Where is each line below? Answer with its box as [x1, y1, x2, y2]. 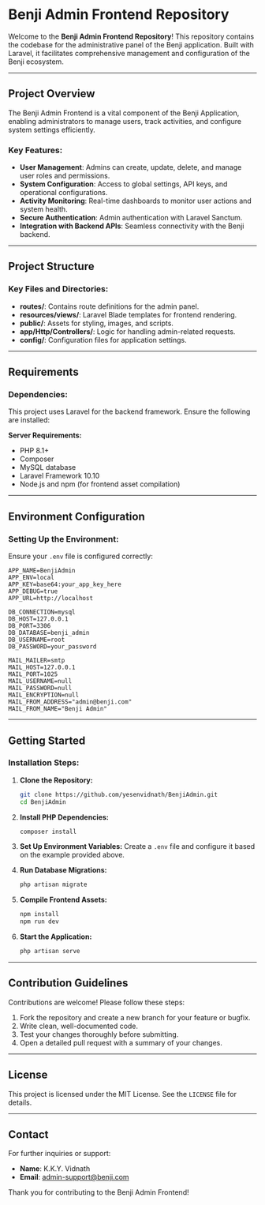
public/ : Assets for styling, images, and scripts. [19, 318, 174, 328]
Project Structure [8, 260, 95, 273]
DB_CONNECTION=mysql [8, 608, 77, 617]
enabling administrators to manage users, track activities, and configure [8, 116, 242, 126]
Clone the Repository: [19, 775, 93, 785]
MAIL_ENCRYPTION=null [8, 691, 80, 700]
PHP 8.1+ [19, 446, 50, 456]
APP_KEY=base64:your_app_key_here [8, 580, 122, 589]
